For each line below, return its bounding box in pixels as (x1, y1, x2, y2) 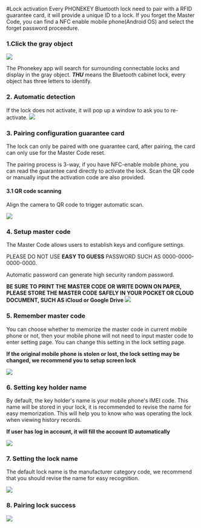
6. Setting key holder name (6, 383, 87, 392)
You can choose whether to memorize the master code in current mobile (6, 326, 188, 333)
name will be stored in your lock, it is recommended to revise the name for (6, 403, 191, 410)
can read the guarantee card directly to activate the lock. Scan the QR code (6, 167, 195, 175)
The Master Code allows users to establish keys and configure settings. (6, 241, 185, 249)
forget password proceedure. (6, 24, 80, 32)
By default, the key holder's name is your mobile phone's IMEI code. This (6, 396, 189, 404)
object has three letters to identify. (6, 78, 92, 85)
